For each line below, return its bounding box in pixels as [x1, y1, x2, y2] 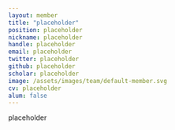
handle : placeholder [8, 41, 76, 49]
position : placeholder [8, 26, 83, 34]
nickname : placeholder [8, 33, 83, 42]
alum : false [8, 92, 47, 99]
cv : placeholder [8, 84, 61, 92]
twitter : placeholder [8, 56, 80, 63]
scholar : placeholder [8, 70, 80, 78]
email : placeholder [8, 48, 73, 56]
